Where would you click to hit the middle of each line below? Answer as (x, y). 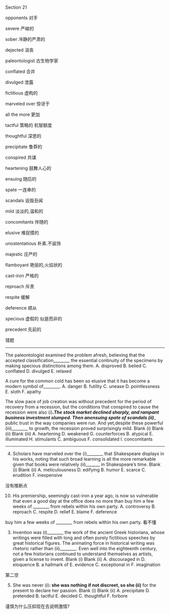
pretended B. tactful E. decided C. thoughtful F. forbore (70, 596)
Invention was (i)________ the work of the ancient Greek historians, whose (89, 532)
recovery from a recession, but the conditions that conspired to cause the (82, 407)
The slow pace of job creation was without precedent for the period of (78, 401)
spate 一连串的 (21, 190)
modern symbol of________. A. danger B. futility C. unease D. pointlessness (83, 386)
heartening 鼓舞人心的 (28, 168)
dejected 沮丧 (19, 50)
